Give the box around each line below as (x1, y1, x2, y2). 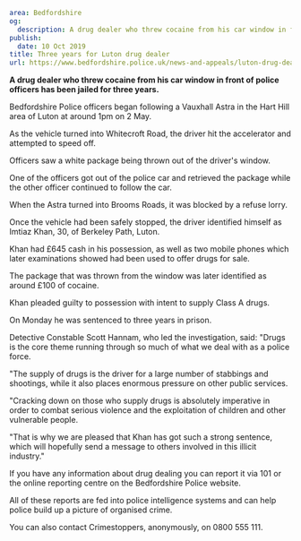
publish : (9, 33, 42, 42)
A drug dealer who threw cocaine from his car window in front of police (9, 74, 279, 85)
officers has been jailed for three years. (9, 84, 159, 95)
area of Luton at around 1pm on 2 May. (9, 111, 152, 122)
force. (9, 351, 31, 362)
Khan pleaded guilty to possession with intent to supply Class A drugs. (9, 297, 271, 308)
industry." (9, 451, 45, 461)
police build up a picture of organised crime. (9, 504, 173, 515)
